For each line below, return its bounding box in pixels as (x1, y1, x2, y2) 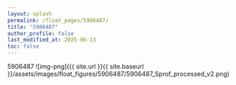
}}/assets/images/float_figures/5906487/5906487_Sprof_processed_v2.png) (7, 70, 230, 78)
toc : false (7, 43, 40, 50)
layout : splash (7, 10, 52, 18)
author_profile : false (7, 30, 74, 37)
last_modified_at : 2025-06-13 (7, 37, 97, 44)
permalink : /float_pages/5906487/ (7, 17, 110, 24)
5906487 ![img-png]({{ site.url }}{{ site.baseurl (7, 63, 144, 70)
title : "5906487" (7, 23, 59, 30)
